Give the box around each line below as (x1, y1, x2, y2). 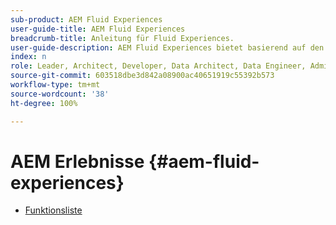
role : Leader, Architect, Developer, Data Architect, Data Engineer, (10, 61, 307, 71)
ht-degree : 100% (10, 98, 78, 108)
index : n (10, 52, 47, 62)
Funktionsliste (24, 204, 83, 216)
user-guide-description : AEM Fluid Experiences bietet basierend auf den (10, 42, 325, 53)
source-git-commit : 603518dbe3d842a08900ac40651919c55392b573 (10, 71, 275, 81)
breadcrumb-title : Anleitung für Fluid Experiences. (10, 33, 235, 43)
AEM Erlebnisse (10, 150, 145, 173)
